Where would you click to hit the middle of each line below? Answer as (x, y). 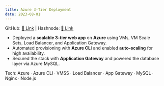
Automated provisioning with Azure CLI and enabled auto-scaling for (82, 48)
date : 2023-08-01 (23, 14)
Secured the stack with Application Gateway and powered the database (86, 58)
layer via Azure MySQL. (36, 64)
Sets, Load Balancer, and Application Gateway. (59, 43)
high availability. (28, 53)
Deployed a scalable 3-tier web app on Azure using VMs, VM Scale (81, 38)
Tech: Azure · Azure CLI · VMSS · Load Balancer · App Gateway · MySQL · (79, 73)
